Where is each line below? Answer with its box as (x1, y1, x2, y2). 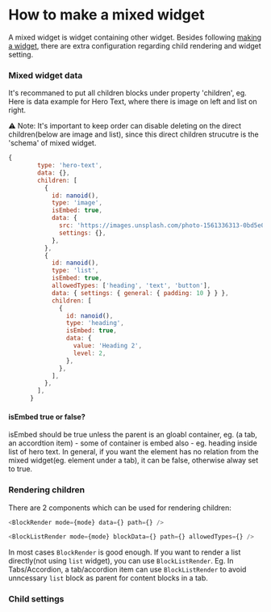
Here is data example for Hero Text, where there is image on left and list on (8, 97, 258, 107)
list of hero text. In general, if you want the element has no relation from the (8, 447, 260, 457)
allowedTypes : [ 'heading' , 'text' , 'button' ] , (51, 281, 211, 290)
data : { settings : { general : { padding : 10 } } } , (51, 289, 229, 297)
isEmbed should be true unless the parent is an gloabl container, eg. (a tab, (8, 430, 258, 440)
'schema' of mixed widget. (8, 138, 97, 148)
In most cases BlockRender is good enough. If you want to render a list (8, 547, 241, 557)
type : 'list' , (51, 267, 99, 275)
